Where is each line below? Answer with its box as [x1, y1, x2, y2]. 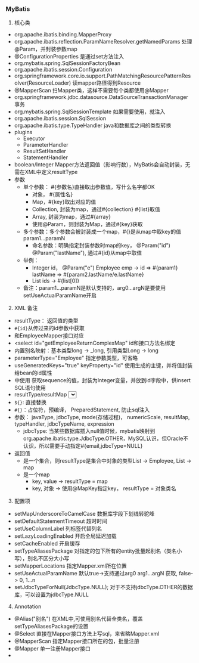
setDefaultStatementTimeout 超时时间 [14, 518, 108, 525]
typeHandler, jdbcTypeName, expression [14, 420, 114, 427]
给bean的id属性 [14, 369, 52, 377]
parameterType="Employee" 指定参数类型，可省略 [14, 354, 138, 362]
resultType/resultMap [14, 391, 67, 398]
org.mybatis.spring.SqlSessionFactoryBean [14, 60, 121, 67]
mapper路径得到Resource [77, 79, 141, 86]
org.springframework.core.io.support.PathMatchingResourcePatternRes [14, 72, 191, 79]
